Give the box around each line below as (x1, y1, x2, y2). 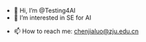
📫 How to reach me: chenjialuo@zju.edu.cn (13, 27, 139, 35)
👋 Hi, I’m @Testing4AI (13, 7, 76, 14)
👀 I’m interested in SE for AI (13, 14, 92, 22)
